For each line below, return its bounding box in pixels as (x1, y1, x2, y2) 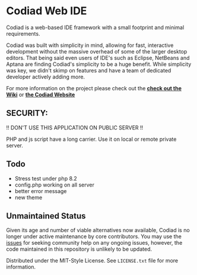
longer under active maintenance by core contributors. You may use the (6, 233, 182, 240)
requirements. (6, 30, 40, 37)
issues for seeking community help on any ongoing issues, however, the (6, 239, 183, 246)
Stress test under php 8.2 (14, 175, 77, 182)
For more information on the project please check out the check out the (6, 84, 182, 91)
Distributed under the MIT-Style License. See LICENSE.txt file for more (6, 257, 179, 264)
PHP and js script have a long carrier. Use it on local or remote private (6, 135, 177, 143)
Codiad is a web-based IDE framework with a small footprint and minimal (6, 24, 185, 31)
